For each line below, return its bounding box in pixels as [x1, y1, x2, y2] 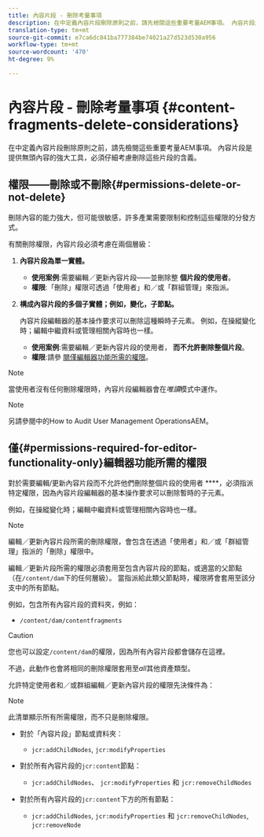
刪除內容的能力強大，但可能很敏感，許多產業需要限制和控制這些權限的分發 [8, 212, 249, 222]
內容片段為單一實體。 [19, 256, 89, 265]
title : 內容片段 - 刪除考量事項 [8, 11, 102, 20]
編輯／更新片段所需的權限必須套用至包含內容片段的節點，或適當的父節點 [8, 563, 242, 573]
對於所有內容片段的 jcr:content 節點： [19, 761, 141, 771]
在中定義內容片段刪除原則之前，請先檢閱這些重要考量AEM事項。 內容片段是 [8, 142, 253, 152]
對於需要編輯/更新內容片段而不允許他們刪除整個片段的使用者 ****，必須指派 [8, 478, 254, 488]
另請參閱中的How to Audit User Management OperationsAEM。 [8, 416, 214, 426]
